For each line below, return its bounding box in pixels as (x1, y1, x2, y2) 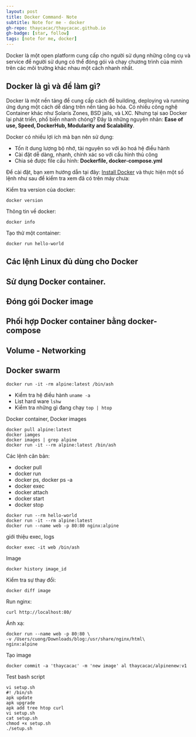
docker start (14, 495, 44, 502)
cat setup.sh (6, 715, 38, 721)
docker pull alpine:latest (6, 427, 72, 432)
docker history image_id (6, 566, 67, 572)
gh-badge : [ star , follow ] (6, 31, 69, 36)
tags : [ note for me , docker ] (6, 36, 77, 42)
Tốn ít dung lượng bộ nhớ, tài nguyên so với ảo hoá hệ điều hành (14, 144, 170, 151)
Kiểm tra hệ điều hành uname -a (14, 391, 91, 398)
